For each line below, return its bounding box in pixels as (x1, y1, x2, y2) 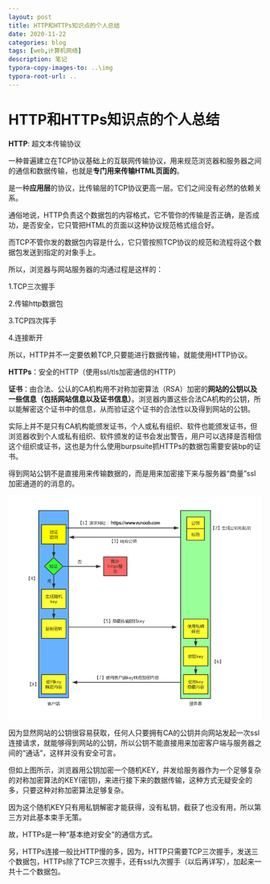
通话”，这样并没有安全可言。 (25, 748, 121, 758)
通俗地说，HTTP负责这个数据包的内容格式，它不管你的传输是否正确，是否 (8, 210, 253, 220)
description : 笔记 (8, 56, 67, 64)
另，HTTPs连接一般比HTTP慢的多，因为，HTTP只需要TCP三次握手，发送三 (8, 847, 259, 857)
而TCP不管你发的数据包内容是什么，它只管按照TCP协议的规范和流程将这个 (8, 237, 255, 247)
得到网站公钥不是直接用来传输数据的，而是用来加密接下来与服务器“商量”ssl (8, 468, 256, 478)
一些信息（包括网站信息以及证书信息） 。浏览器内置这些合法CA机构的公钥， (8, 394, 255, 404)
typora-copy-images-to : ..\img (8, 64, 113, 72)
